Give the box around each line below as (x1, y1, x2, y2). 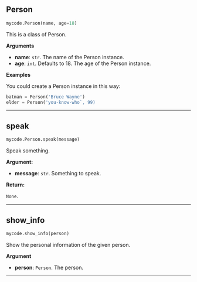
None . (6, 193, 19, 200)
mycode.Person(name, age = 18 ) (6, 20, 77, 26)
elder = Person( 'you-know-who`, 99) (6, 99, 96, 105)
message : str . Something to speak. (14, 170, 101, 177)
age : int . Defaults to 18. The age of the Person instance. (14, 60, 151, 67)
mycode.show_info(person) (6, 230, 69, 236)
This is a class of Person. (6, 30, 67, 38)
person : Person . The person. (14, 264, 84, 271)
